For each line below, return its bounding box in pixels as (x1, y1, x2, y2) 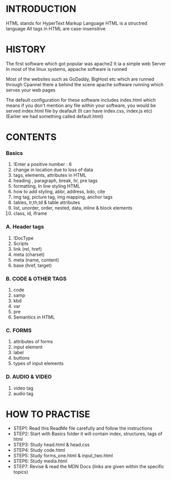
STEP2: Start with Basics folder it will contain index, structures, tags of (13, 431, 163, 437)
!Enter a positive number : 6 (13, 161, 72, 168)
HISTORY (6, 44, 46, 56)
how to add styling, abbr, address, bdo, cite (13, 189, 105, 195)
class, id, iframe (13, 210, 47, 216)
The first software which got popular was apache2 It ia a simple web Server (6, 60, 166, 67)
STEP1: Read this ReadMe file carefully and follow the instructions (13, 425, 153, 432)
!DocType (13, 235, 34, 241)
